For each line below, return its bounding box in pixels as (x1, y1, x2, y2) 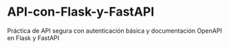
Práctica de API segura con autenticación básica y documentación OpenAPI (7, 27, 222, 35)
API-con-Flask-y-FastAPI (7, 4, 155, 20)
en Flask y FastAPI (7, 33, 60, 42)
